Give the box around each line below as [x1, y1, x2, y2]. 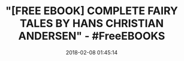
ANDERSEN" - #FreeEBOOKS [18, 30, 165, 43]
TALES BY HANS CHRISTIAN [20, 17, 164, 30]
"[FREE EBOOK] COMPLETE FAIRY [5, 4, 178, 18]
